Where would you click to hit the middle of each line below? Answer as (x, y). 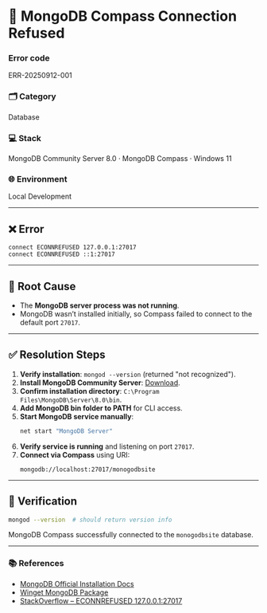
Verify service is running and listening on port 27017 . (107, 446)
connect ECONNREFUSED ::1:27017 (62, 254)
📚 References (36, 564)
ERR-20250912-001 (41, 76)
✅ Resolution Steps (57, 355)
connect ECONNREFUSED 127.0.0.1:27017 (72, 248)
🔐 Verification (43, 501)
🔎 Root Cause (42, 286)
